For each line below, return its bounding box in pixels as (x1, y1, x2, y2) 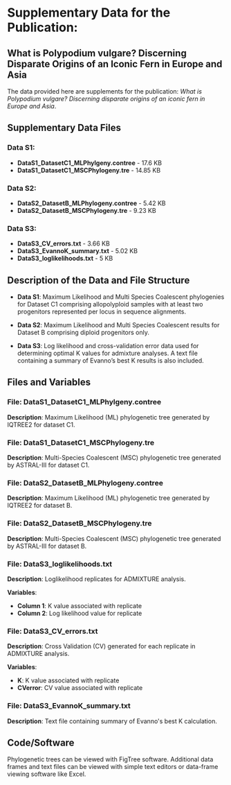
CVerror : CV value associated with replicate (17, 684, 143, 692)
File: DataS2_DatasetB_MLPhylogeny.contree (7, 478, 164, 488)
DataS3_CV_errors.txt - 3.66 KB (17, 239, 111, 248)
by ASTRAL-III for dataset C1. (7, 461, 90, 469)
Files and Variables (7, 377, 91, 388)
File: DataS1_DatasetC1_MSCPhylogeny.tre (7, 438, 154, 447)
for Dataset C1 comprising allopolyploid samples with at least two (17, 300, 203, 309)
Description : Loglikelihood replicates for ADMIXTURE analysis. (7, 574, 187, 583)
